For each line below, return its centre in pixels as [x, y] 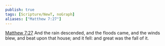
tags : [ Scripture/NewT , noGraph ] [40, 14]
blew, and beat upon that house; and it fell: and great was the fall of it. [77, 38]
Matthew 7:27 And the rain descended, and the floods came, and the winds [83, 33]
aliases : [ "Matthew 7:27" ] [33, 19]
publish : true [20, 10]
